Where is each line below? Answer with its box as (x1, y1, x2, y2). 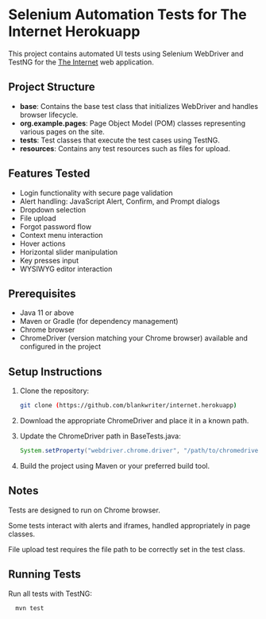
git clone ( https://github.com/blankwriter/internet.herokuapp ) (19, 402, 237, 410)
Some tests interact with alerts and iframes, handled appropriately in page (8, 520, 251, 530)
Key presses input (19, 255, 79, 265)
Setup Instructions (8, 364, 102, 379)
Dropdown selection (19, 204, 87, 214)
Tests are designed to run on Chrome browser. (8, 505, 160, 515)
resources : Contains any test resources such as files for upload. (19, 143, 230, 153)
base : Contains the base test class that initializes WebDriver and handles (19, 101, 259, 111)
